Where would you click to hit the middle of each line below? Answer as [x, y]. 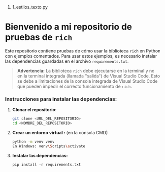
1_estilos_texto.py [30, 7]
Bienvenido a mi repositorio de [68, 27]
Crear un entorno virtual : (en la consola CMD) [60, 132]
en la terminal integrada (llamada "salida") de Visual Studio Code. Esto [88, 76]
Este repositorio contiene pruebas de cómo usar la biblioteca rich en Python [83, 50]
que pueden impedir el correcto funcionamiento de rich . [74, 86]
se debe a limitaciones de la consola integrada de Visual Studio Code [87, 81]
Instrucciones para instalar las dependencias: [61, 99]
